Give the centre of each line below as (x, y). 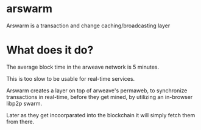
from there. (20, 121)
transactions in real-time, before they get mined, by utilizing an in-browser (100, 97)
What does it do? (50, 50)
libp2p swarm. (24, 103)
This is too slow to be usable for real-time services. (71, 78)
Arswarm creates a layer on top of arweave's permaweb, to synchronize (97, 91)
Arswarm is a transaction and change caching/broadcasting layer (88, 26)
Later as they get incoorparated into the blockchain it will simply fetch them (101, 115)
